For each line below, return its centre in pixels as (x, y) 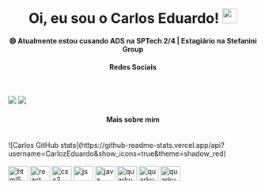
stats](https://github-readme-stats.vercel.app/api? (142, 146)
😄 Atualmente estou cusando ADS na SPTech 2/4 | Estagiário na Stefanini (133, 40)
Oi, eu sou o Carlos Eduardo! (124, 19)
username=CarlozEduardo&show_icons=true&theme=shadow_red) (117, 153)
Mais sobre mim (133, 119)
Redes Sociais (133, 67)
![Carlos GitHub (34, 146)
